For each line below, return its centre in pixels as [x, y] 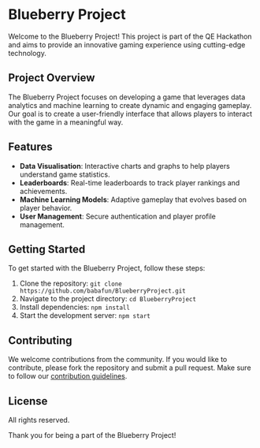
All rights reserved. [39, 420]
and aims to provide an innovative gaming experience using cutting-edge [127, 44]
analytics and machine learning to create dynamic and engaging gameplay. [130, 105]
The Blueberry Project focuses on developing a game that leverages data [127, 97]
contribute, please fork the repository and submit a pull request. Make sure [130, 368]
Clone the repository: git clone [71, 284]
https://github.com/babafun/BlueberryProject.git [103, 291]
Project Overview [52, 78]
